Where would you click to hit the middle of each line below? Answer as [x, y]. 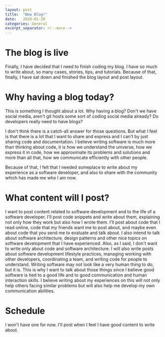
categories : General [27, 24]
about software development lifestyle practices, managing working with [78, 253]
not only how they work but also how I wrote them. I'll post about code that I [82, 222]
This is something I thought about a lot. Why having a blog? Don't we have [81, 111]
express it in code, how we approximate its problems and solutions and [78, 152]
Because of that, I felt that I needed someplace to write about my [71, 167]
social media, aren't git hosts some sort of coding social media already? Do [82, 116]
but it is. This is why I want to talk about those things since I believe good [80, 269]
